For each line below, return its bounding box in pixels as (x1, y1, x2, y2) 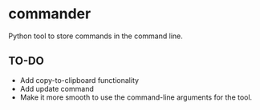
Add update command (19, 84, 94, 93)
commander (8, 5, 91, 23)
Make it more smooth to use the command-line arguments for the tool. (19, 92, 253, 102)
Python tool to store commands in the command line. (8, 31, 183, 41)
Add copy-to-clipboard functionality (19, 75, 139, 84)
